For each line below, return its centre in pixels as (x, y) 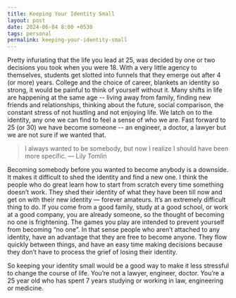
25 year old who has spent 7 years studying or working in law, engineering (116, 281)
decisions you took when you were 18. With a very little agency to (102, 68)
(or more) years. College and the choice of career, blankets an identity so (113, 82)
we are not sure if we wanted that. (57, 135)
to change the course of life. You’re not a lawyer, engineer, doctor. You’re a (116, 273)
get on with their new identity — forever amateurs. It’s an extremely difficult (117, 200)
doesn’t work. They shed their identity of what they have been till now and (115, 192)
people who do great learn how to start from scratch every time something (116, 185)
